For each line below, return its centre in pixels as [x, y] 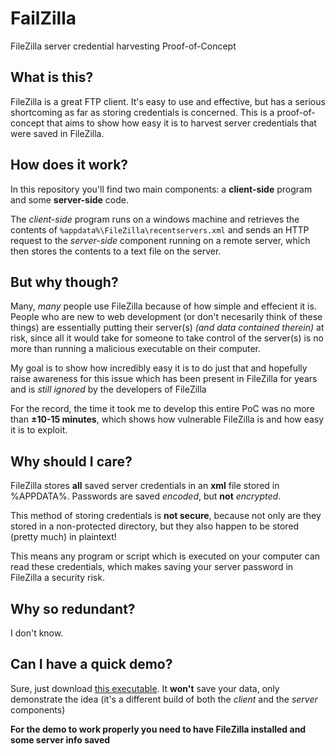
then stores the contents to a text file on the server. [116, 251]
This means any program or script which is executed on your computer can [165, 556]
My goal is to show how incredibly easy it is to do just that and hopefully [159, 368]
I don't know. [37, 633]
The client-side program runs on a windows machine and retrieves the [155, 219]
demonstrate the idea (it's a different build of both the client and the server [164, 699]
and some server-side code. [70, 199]
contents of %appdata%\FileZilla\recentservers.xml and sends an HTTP [160, 229]
